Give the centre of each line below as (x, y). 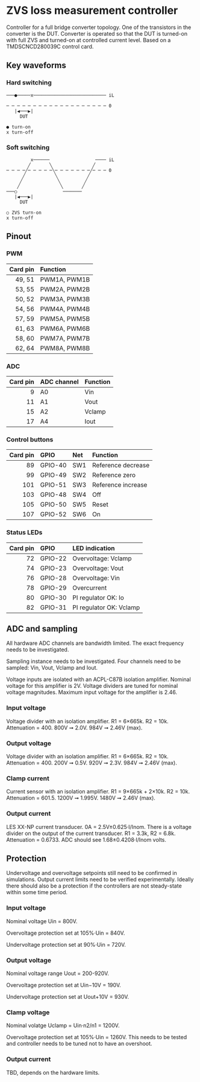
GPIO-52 (53, 514)
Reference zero (114, 475)
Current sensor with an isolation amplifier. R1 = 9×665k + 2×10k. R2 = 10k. (98, 792)
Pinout (19, 236)
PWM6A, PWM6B (65, 328)
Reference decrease (121, 466)
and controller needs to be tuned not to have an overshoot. (79, 1044)
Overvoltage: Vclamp (102, 558)
